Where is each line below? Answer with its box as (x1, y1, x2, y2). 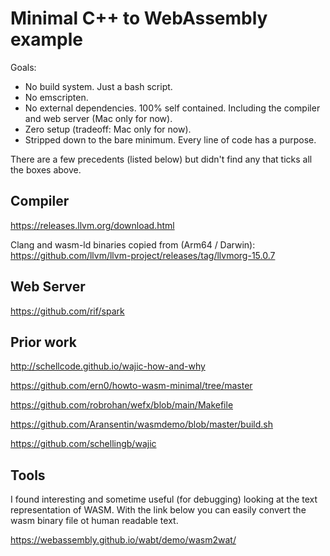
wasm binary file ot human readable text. (10, 515, 179, 527)
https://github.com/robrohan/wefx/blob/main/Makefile (10, 399, 234, 411)
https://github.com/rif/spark (10, 305, 125, 317)
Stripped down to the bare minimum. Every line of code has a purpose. (24, 133, 317, 146)
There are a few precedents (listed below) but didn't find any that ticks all (10, 153, 313, 165)
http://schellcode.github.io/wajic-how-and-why (10, 360, 206, 372)
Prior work (10, 333, 77, 351)
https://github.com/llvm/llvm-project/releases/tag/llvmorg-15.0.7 (10, 249, 276, 261)
